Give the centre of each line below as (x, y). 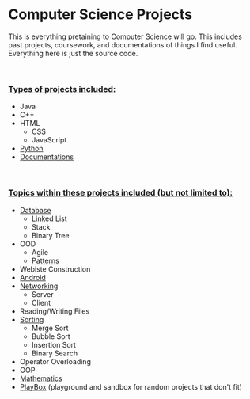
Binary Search (55, 353)
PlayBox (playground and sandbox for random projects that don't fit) (131, 386)
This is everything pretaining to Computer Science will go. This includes (125, 36)
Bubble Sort (51, 336)
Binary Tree (50, 235)
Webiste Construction (55, 269)
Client (41, 302)
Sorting (32, 319)
